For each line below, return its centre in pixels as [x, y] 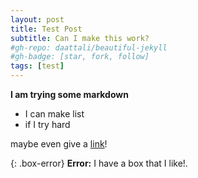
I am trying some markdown [69, 94]
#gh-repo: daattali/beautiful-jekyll [89, 47]
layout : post [37, 19]
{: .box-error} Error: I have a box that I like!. [99, 163]
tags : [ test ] [37, 66]
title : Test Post [46, 29]
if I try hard [47, 124]
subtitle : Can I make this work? [80, 38]
